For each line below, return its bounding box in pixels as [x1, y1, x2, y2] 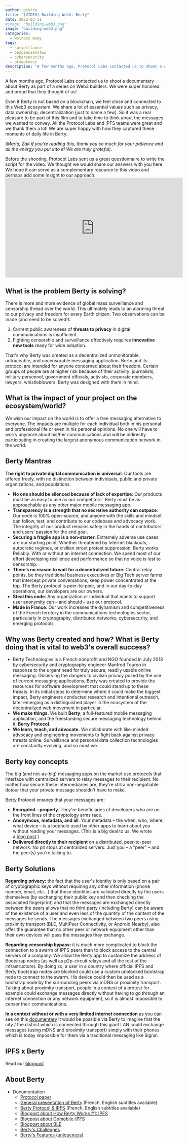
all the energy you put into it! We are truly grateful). [5, 146, 112, 152]
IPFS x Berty [5, 1047, 45, 1056]
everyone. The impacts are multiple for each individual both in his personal [5, 421, 161, 427]
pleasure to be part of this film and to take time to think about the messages [5, 115, 164, 121]
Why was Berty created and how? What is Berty [5, 635, 160, 643]
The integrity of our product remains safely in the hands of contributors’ [12, 523, 163, 529]
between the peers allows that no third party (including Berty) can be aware [5, 905, 164, 911]
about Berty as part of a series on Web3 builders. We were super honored [5, 83, 160, 89]
